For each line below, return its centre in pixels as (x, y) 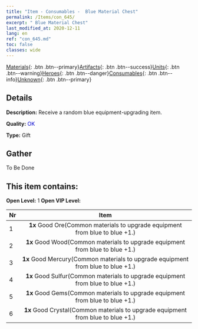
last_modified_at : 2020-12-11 (43, 28)
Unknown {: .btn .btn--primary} (55, 79)
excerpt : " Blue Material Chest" (47, 22)
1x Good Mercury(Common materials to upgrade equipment (105, 259)
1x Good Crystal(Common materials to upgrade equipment (105, 310)
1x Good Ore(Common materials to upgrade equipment (105, 225)
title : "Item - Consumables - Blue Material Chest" (72, 12)
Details (19, 98)
